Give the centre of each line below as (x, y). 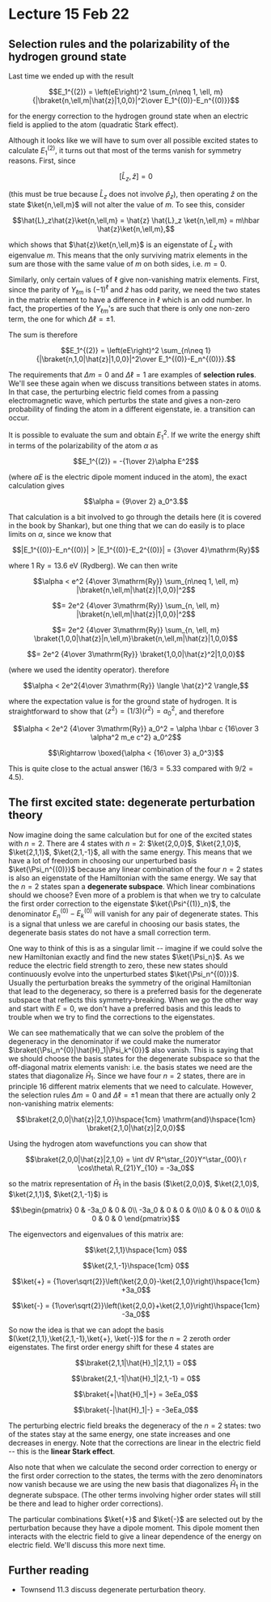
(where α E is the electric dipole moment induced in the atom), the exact (128, 477)
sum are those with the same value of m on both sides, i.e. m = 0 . (118, 263)
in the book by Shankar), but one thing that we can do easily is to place (127, 525)
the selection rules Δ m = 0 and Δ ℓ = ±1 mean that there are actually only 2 (132, 1095)
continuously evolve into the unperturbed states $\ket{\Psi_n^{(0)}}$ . (124, 974)
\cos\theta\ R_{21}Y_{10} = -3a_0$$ (136, 1168)
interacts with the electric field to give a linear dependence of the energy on (135, 1536)
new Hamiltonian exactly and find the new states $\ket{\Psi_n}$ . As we (127, 957)
